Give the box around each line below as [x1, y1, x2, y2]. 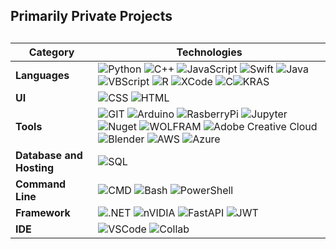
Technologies [176, 45, 243, 59]
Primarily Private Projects [10, 8, 173, 25]
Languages [15, 68, 70, 82]
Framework [15, 205, 71, 219]
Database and [15, 148, 83, 162]
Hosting [15, 160, 54, 174]
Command [15, 177, 67, 191]
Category [28, 45, 75, 59]
